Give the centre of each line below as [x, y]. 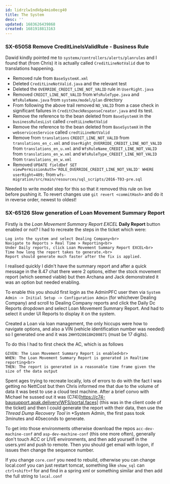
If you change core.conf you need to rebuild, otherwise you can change [80, 460]
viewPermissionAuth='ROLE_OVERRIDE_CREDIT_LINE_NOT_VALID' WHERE [83, 170]
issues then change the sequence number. [50, 450]
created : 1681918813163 [30, 29]
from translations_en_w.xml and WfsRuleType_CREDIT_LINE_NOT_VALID [85, 154]
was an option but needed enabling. [43, 282]
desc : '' [14, 19]
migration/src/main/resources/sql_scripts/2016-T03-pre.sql [77, 179]
